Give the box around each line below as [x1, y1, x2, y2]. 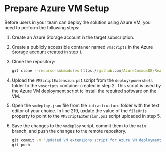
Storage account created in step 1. [11, 49, 83, 55]
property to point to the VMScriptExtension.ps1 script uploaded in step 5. [11, 113, 161, 119]
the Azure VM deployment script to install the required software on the [11, 88, 157, 94]
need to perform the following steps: [4, 24, 80, 30]
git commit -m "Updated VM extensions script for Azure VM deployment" [11, 137, 164, 143]
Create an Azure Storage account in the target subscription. [11, 34, 135, 40]
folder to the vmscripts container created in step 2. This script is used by [11, 82, 161, 88]
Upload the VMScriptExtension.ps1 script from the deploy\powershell [11, 77, 154, 83]
